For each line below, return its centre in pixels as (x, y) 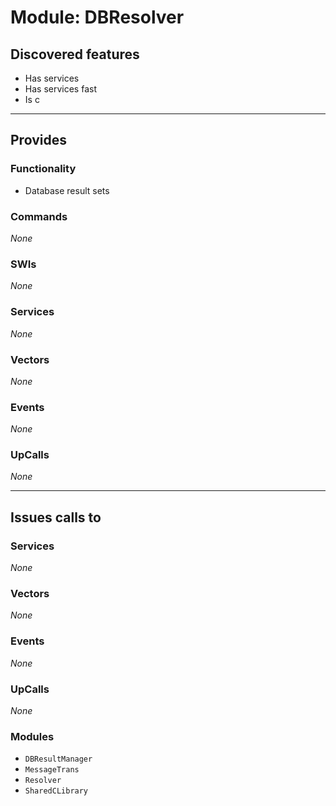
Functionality (43, 169)
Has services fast (60, 89)
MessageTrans (52, 770)
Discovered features (75, 54)
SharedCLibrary (56, 791)
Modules (32, 736)
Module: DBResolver (97, 17)
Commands (39, 216)
